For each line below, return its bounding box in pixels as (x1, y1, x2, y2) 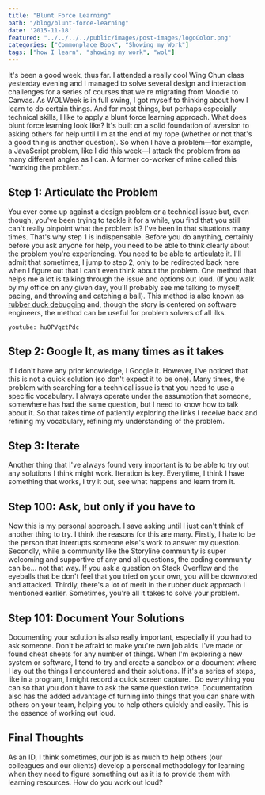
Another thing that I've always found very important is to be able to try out (8, 461, 249, 470)
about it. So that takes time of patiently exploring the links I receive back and (8, 407, 258, 417)
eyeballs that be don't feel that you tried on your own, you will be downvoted (8, 571, 258, 581)
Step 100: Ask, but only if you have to (8, 500, 195, 514)
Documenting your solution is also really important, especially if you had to (8, 633, 252, 642)
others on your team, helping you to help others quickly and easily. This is (8, 700, 249, 709)
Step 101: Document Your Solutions (8, 611, 185, 625)
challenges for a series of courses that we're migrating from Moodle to (8, 87, 239, 96)
